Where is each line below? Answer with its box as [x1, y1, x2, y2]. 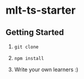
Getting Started [5, 27, 64, 37]
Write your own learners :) [14, 66, 79, 73]
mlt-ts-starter [5, 4, 76, 17]
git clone [14, 44, 39, 50]
